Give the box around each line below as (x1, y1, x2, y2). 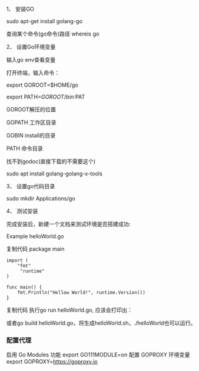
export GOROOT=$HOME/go (6, 81, 79, 89)
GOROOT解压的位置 (6, 106, 57, 113)
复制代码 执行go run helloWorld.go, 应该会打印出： (6, 306, 133, 314)
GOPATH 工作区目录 (6, 119, 57, 126)
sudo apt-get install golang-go (6, 18, 83, 24)
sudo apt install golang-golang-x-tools (6, 170, 103, 177)
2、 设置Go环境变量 (6, 43, 56, 50)
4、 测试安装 (6, 207, 38, 215)
